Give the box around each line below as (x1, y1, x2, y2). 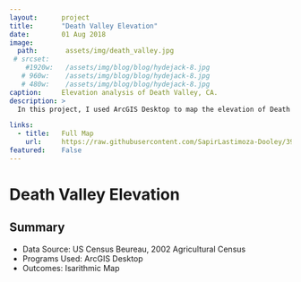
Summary (9, 220, 65, 235)
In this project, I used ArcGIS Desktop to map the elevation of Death (17, 105, 291, 114)
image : (9, 38, 34, 47)
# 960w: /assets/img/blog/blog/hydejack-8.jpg (21, 72, 211, 81)
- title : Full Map (17, 129, 94, 139)
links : (9, 121, 34, 130)
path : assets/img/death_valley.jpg (17, 47, 175, 56)
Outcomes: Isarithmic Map (21, 262, 120, 273)
